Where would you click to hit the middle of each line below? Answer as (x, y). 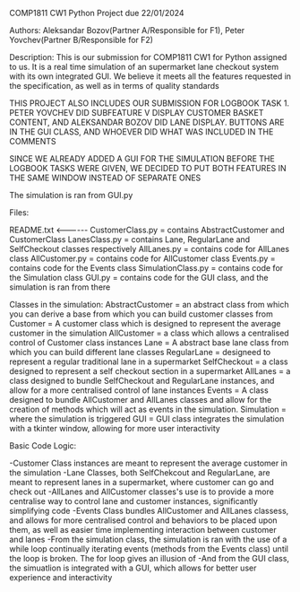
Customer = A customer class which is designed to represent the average (145, 323)
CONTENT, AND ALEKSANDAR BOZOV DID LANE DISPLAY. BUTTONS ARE (147, 122)
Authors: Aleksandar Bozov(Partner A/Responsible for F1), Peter (127, 30)
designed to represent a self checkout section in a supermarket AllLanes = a (150, 371)
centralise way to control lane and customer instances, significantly (133, 501)
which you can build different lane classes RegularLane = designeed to (140, 352)
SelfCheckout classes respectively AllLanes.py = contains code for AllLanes (149, 249)
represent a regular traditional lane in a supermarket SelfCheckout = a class (149, 361)
